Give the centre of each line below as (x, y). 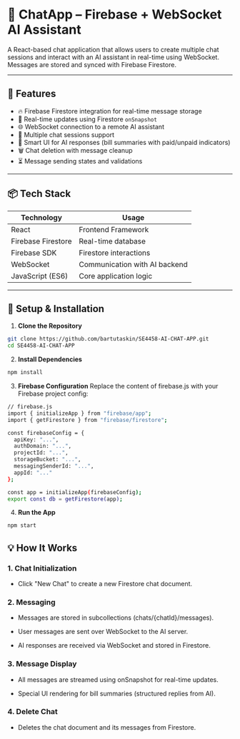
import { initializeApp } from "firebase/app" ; (80, 413)
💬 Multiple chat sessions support (66, 134)
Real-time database (112, 241)
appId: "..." (33, 473)
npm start (22, 526)
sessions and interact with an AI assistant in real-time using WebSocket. (114, 57)
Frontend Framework (114, 229)
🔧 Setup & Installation (56, 309)
